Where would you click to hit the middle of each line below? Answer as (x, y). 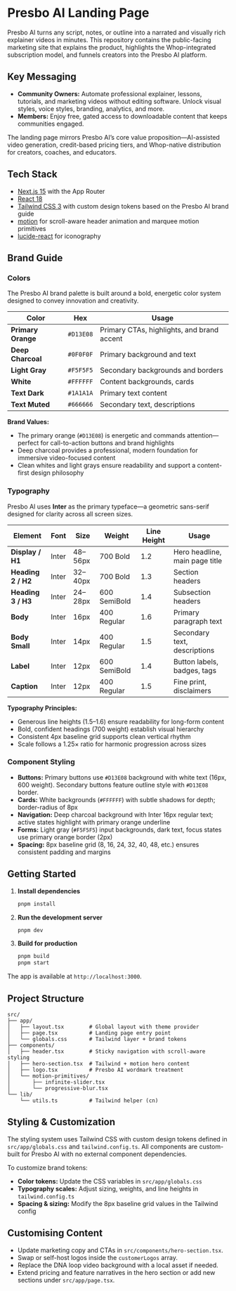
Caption (25, 686)
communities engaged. (51, 124)
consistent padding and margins (64, 852)
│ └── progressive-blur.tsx (58, 1088)
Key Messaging (42, 77)
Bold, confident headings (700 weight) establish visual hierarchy (111, 729)
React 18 (30, 199)
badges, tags (195, 670)
